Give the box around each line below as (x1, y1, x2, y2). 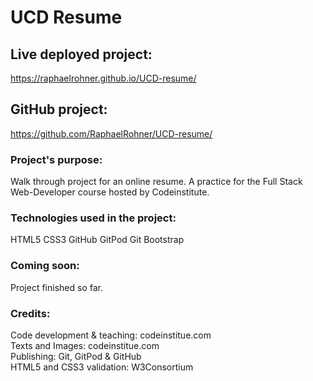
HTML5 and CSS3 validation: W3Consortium (10, 361, 194, 373)
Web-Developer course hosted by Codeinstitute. (10, 186, 210, 198)
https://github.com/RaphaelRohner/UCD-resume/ (10, 127, 213, 140)
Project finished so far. (10, 281, 103, 293)
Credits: (10, 306, 51, 320)
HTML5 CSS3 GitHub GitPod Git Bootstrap (10, 234, 185, 246)
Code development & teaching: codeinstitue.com (10, 329, 212, 341)
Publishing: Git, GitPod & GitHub (10, 351, 142, 362)
